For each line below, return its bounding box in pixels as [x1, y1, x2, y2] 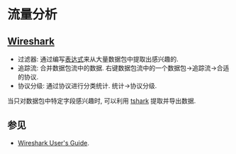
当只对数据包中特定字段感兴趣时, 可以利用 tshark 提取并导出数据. [7, 97, 196, 105]
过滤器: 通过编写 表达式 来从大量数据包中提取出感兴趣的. [17, 55, 179, 63]
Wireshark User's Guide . [17, 138, 90, 147]
